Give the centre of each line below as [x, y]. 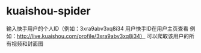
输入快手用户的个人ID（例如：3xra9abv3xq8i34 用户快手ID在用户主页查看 [97, 28]
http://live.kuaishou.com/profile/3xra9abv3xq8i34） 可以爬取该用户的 [103, 36]
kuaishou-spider [48, 11]
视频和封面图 [27, 43]
